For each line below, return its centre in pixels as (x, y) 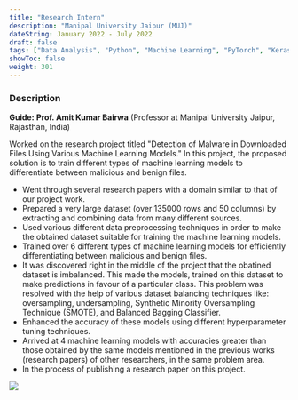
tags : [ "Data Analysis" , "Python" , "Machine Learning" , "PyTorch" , (137, 51)
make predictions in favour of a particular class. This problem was (142, 284)
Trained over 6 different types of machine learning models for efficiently (154, 246)
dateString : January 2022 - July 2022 (81, 34)
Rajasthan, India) (40, 127)
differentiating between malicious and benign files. (114, 256)
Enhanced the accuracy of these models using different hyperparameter (154, 322)
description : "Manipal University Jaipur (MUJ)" (101, 26)
